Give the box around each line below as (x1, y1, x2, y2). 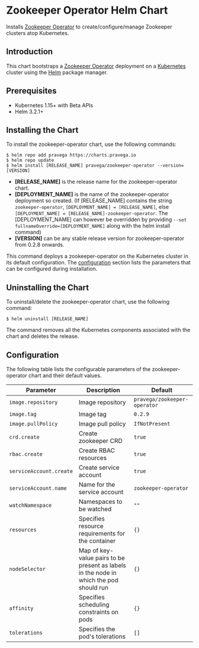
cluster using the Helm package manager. (6, 69, 108, 76)
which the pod (78, 576, 118, 584)
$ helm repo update (6, 158, 54, 164)
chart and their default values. (28, 372, 102, 379)
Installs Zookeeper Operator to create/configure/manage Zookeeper (6, 23, 173, 30)
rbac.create (9, 451, 43, 457)
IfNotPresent (133, 420, 171, 427)
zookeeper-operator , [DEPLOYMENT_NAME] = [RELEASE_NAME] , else (14, 203, 169, 210)
